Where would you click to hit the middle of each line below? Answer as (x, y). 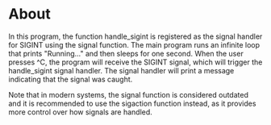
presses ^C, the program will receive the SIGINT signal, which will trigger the (135, 62)
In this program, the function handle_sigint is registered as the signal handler (135, 36)
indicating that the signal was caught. (71, 79)
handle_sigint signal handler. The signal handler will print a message (121, 70)
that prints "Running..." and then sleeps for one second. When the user (126, 53)
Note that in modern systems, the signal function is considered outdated (128, 94)
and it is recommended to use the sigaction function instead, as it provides (132, 103)
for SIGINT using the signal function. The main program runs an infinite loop (134, 44)
